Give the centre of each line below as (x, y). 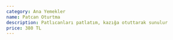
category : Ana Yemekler (36, 11)
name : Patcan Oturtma (33, 17)
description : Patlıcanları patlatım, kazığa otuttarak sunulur (87, 22)
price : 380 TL (24, 28)
